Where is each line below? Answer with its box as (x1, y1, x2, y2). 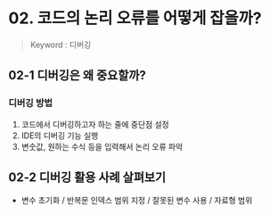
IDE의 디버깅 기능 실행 (20, 130, 99, 141)
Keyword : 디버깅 (29, 39, 92, 50)
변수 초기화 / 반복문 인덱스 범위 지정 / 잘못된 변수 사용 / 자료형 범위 (20, 195, 253, 206)
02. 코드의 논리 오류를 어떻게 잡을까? (8, 8, 262, 29)
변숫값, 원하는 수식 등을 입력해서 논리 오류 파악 (20, 141, 184, 152)
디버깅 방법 (8, 97, 53, 110)
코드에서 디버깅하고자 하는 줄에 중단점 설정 (20, 119, 170, 129)
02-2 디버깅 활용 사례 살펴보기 (8, 170, 167, 185)
